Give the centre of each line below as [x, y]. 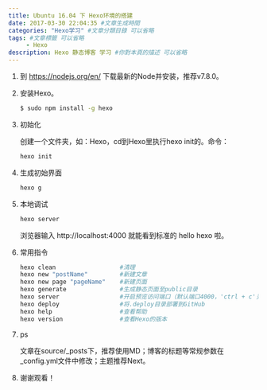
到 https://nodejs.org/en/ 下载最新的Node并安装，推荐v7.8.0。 [122, 76]
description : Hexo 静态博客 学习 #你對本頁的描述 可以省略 [98, 53]
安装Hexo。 [39, 93]
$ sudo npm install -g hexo [66, 108]
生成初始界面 [41, 173]
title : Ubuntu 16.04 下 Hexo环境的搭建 [71, 16]
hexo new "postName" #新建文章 [83, 275]
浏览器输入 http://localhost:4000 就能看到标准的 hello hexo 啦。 [124, 235]
